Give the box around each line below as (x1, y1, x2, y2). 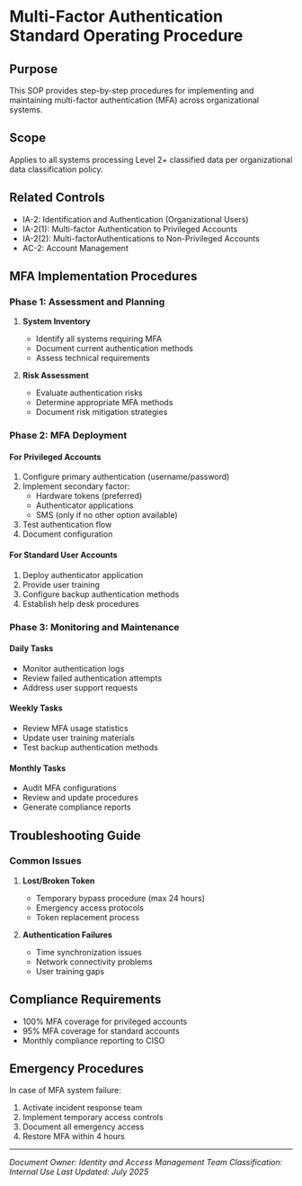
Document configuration (22, 529, 113, 539)
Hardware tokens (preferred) (35, 491, 143, 502)
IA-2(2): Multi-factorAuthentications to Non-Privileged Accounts (22, 232, 261, 244)
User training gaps (35, 965, 105, 976)
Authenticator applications (35, 500, 134, 511)
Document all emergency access (22, 1121, 145, 1132)
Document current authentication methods (35, 343, 193, 354)
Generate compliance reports (22, 801, 132, 812)
